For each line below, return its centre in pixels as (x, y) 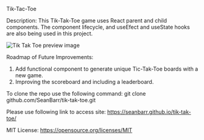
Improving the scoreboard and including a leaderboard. (84, 82)
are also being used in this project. (50, 33)
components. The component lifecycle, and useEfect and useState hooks (98, 27)
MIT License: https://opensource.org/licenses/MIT (69, 130)
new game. (29, 75)
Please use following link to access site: (56, 112)
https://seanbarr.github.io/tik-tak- (149, 112)
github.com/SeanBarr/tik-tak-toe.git (51, 100)
